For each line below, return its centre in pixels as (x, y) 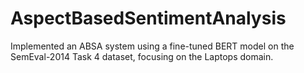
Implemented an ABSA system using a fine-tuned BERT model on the (152, 46)
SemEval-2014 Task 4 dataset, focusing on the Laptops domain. (142, 56)
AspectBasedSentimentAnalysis (148, 18)
